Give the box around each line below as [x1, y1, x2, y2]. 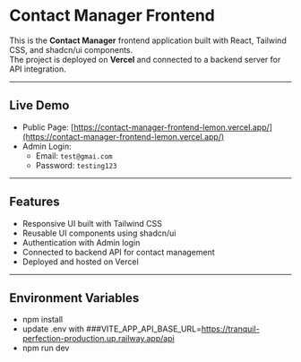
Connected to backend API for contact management [21, 246, 215, 257]
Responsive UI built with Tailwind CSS [21, 218, 163, 228]
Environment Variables [9, 290, 140, 306]
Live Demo [9, 98, 70, 113]
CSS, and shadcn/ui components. [9, 44, 133, 55]
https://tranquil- [201, 323, 260, 334]
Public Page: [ [21, 122, 74, 133]
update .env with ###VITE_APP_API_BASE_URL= [21, 323, 202, 334]
